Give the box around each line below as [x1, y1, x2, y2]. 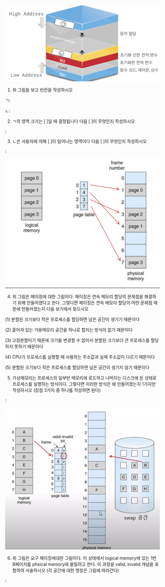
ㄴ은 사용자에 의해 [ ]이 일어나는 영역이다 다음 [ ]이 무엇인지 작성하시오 [12, 138, 147, 144]
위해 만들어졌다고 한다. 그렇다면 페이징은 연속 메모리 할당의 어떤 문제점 [17, 300, 153, 306]
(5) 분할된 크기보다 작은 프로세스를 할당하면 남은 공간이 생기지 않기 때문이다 [5, 364, 150, 370]
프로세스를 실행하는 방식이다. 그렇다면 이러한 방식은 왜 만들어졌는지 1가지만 [12, 381, 156, 387]
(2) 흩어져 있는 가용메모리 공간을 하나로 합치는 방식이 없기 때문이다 [5, 327, 133, 333]
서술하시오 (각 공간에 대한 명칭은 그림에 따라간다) [25, 567, 119, 573]
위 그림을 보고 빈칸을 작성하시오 [12, 87, 73, 93]
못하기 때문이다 [14, 343, 43, 349]
